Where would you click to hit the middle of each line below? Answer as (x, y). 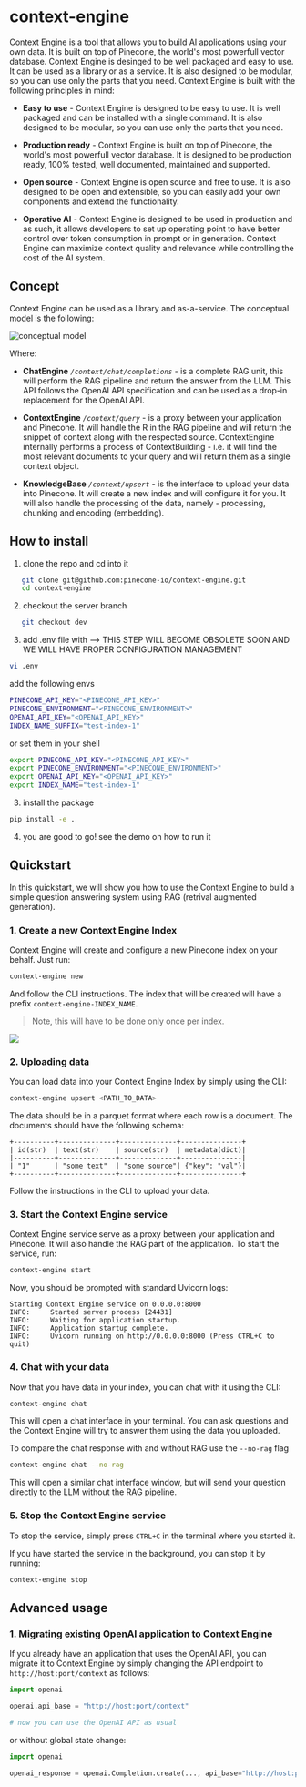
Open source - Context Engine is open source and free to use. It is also (157, 182)
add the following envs (52, 684)
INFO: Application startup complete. (89, 1328)
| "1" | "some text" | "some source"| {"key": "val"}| (128, 1166)
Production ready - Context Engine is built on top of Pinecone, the (148, 145)
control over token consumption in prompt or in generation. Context (149, 238)
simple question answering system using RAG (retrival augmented (133, 897)
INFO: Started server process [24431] (91, 1312)
